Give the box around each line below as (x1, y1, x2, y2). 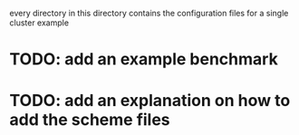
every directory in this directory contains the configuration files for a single (9, 8, 289, 18)
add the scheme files (9, 110, 170, 130)
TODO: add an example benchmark (9, 49, 278, 70)
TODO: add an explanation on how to (9, 91, 291, 111)
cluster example (9, 17, 70, 28)
